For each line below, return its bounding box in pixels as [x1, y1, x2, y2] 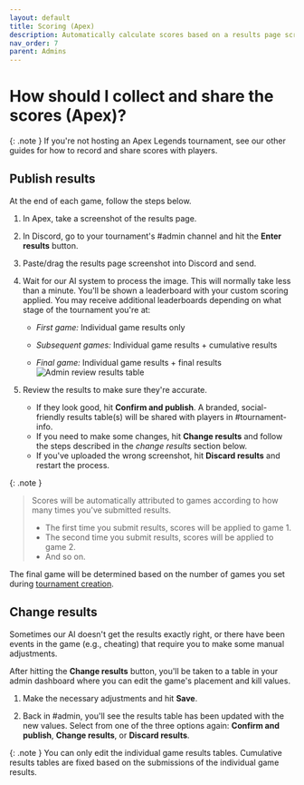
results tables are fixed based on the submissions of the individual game [9, 757, 280, 768]
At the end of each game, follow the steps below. [9, 195, 192, 206]
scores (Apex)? [9, 105, 127, 126]
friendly [35, 411, 65, 422]
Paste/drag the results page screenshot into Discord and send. [22, 258, 257, 269]
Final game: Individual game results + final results [35, 357, 222, 368]
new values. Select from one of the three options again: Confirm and [22, 720, 280, 731]
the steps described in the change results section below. [35, 440, 247, 451]
